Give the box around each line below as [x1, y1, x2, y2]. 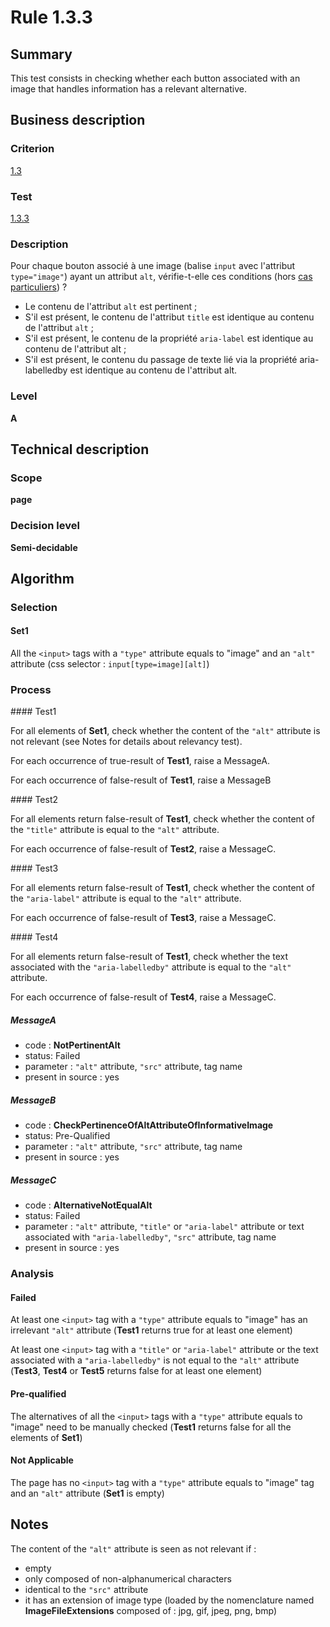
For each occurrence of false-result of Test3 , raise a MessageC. [10, 912, 277, 924]
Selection [10, 600, 58, 614]
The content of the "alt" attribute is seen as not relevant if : [10, 1542, 257, 1555]
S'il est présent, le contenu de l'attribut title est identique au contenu [24, 311, 315, 323]
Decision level [10, 519, 80, 533]
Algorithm [10, 570, 75, 587]
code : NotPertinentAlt [24, 1039, 121, 1051]
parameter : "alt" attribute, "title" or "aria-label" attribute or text [24, 1221, 305, 1233]
